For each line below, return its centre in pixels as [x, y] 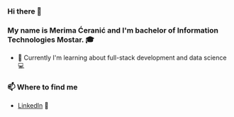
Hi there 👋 [25, 11]
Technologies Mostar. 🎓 [51, 40]
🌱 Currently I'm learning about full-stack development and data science [122, 58]
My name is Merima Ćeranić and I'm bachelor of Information [113, 30]
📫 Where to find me [43, 87]
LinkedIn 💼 [33, 105]
